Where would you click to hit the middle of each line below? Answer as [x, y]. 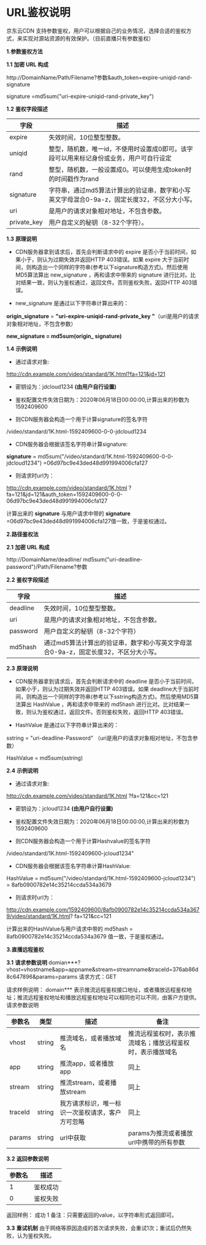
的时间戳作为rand [74, 178]
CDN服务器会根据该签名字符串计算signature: [71, 444]
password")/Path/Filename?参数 [47, 566]
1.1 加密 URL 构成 [28, 64]
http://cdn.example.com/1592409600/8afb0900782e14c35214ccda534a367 [103, 909]
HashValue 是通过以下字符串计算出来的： [67, 725]
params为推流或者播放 [160, 1133]
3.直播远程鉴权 [25, 949]
